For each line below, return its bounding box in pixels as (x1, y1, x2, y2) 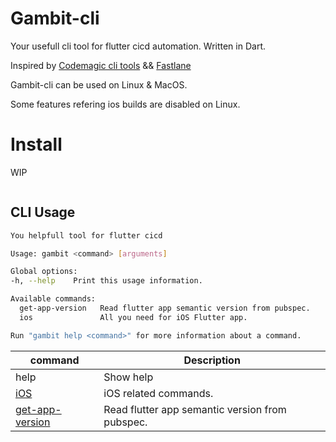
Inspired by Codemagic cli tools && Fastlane (10, 59, 192, 71)
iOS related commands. (103, 386, 214, 400)
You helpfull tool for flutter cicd (10, 230, 163, 241)
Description (183, 353, 241, 367)
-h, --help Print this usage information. (10, 276, 203, 286)
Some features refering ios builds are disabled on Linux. (10, 98, 241, 110)
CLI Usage (10, 204, 76, 221)
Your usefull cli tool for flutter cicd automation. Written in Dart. (10, 40, 266, 52)
